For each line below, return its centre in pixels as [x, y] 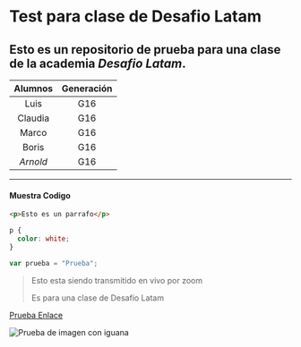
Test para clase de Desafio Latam [135, 17]
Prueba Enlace [36, 315]
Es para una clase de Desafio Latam [97, 298]
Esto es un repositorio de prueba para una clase [145, 50]
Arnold [33, 161]
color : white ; [43, 239]
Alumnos [34, 89]
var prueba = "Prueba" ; [54, 263]
